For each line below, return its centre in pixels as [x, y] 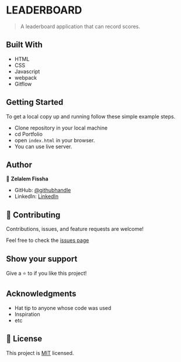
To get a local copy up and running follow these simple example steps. [91, 116]
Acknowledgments [41, 294]
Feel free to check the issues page [48, 240]
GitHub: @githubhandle [43, 190]
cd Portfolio [28, 134]
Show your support [42, 259]
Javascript [27, 71]
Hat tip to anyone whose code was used [63, 308]
